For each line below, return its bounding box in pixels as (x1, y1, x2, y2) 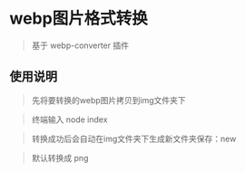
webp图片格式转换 (9, 8, 148, 29)
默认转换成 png (31, 152, 89, 163)
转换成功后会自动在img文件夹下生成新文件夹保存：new (31, 133, 237, 144)
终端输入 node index (31, 114, 108, 125)
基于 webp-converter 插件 (31, 40, 130, 51)
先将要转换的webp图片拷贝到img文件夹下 (31, 94, 186, 105)
